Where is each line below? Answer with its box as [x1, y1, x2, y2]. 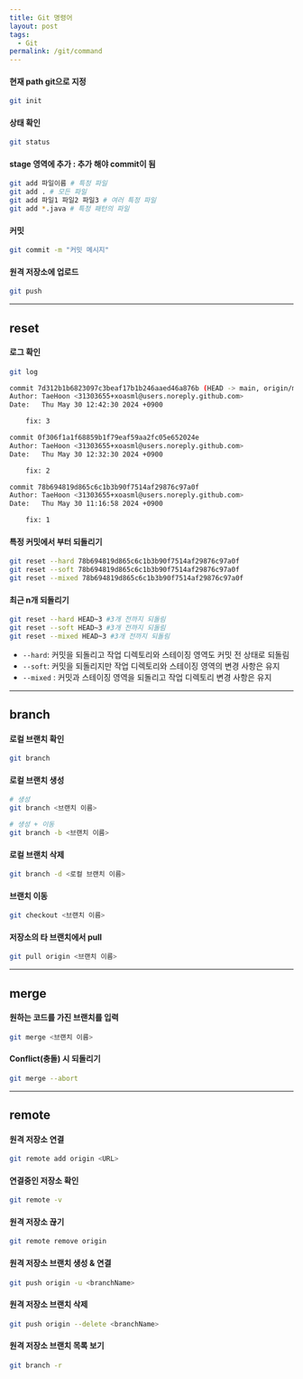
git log [9, 367, 39, 376]
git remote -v [9, 1196, 63, 1205]
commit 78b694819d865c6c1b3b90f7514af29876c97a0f [9, 483, 200, 492]
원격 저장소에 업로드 [9, 266, 79, 277]
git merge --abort [9, 1074, 78, 1083]
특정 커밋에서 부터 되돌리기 [9, 536, 103, 547]
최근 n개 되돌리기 [9, 594, 69, 605]
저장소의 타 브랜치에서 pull [9, 932, 102, 943]
